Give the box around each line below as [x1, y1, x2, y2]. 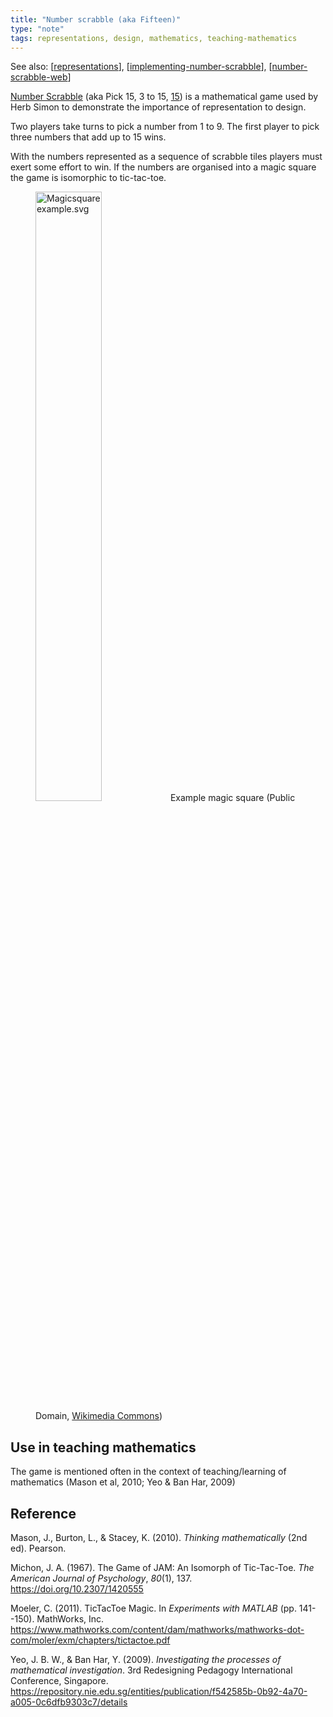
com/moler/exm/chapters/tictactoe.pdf [10, 1634, 171, 1646]
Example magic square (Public [169, 792, 296, 804]
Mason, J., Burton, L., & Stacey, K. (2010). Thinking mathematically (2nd [10, 1532, 308, 1543]
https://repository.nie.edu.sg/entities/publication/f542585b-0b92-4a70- [10, 1686, 308, 1697]
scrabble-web [10, 71, 68, 83]
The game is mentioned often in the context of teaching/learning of [10, 1466, 287, 1478]
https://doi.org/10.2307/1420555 [10, 1583, 144, 1595]
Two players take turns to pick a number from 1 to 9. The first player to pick [10, 121, 320, 133]
